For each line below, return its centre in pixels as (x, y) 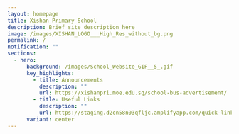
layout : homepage (33, 14)
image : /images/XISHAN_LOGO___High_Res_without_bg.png (90, 34)
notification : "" (33, 47)
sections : (22, 54)
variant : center (50, 119)
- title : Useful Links (67, 100)
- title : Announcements (68, 80)
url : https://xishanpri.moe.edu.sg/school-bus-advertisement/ (133, 93)
